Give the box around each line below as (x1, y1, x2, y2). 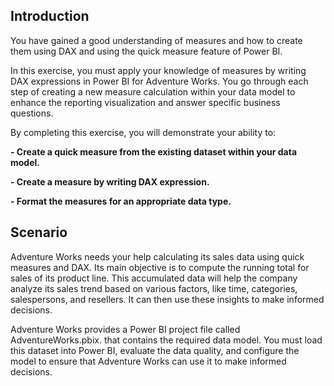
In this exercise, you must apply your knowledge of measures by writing (10, 64, 307, 76)
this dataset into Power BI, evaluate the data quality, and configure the (10, 344, 300, 356)
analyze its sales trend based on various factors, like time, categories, (10, 282, 298, 294)
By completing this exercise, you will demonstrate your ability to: (10, 126, 277, 138)
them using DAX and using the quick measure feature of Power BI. (10, 45, 283, 57)
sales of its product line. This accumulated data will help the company (10, 272, 298, 284)
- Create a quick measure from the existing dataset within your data (10, 145, 298, 158)
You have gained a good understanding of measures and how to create (10, 34, 303, 46)
